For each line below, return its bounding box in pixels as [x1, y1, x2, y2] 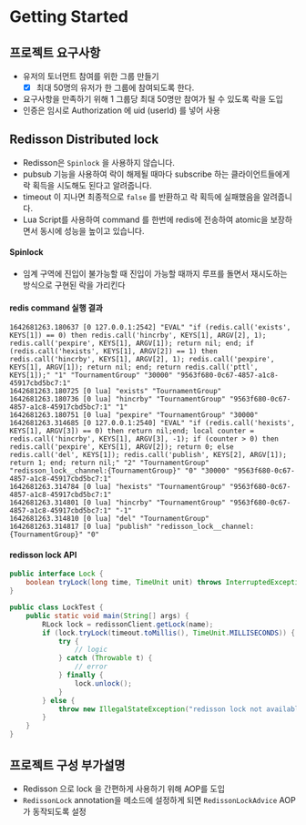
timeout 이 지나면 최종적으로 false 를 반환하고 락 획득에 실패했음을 [22, 191, 261, 202]
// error [74, 662, 107, 671]
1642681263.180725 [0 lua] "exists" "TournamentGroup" [9, 387, 222, 396]
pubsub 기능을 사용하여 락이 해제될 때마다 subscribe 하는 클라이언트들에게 [22, 168, 291, 179]
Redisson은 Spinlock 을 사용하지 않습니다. [22, 157, 176, 168]
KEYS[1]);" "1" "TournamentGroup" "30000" [9, 371, 173, 380]
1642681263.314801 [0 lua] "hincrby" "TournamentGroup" [9, 498, 226, 507]
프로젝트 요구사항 [9, 45, 101, 60]
